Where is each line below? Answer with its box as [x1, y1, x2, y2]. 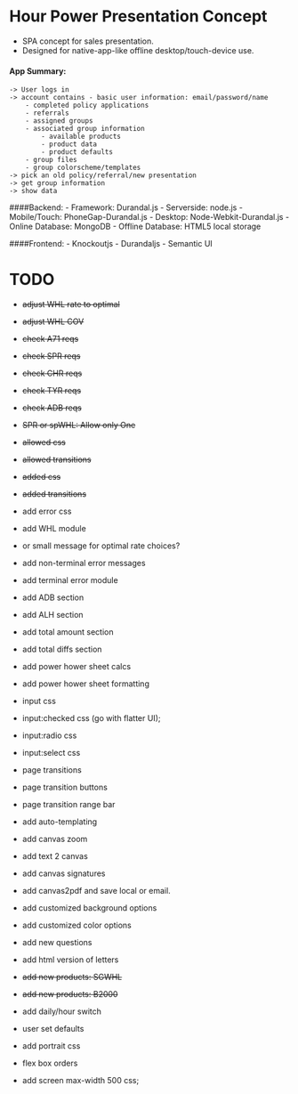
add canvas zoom [21, 834, 88, 845]
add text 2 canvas [21, 851, 89, 862]
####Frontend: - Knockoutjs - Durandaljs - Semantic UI [9, 239, 213, 249]
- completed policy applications [25, 101, 149, 110]
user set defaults [21, 1024, 85, 1034]
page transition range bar [21, 799, 116, 810]
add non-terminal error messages [21, 558, 146, 569]
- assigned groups [25, 117, 93, 126]
